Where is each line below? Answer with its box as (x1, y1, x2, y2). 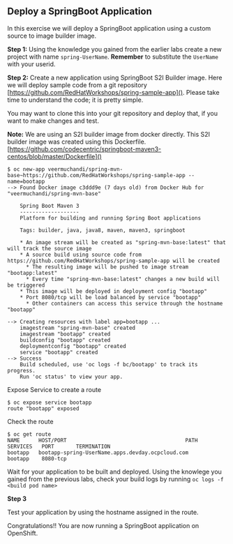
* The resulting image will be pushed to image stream (25, 263, 189, 271)
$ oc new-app (7, 165, 45, 173)
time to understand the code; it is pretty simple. (7, 96, 144, 104)
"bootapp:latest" (7, 269, 58, 276)
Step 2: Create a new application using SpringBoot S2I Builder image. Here (7, 73, 223, 82)
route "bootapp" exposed (7, 405, 80, 412)
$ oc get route (7, 430, 52, 438)
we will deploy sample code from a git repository (7, 80, 148, 89)
